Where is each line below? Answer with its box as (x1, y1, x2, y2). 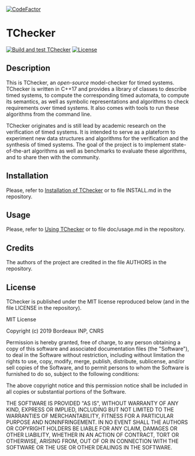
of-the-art (6, 147, 31, 154)
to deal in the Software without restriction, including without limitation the (6, 351, 185, 359)
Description (6, 63, 50, 74)
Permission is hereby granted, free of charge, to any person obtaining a (6, 339, 181, 346)
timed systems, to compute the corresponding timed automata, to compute (6, 91, 190, 99)
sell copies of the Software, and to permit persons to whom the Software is (6, 364, 190, 371)
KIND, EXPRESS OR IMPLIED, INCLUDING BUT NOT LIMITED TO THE (6, 406, 174, 413)
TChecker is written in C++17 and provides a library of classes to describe (6, 85, 187, 92)
